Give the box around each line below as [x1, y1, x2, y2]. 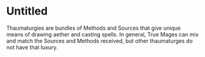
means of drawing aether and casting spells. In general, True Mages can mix [6, 30, 199, 38]
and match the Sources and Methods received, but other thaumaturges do [6, 37, 193, 44]
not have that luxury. [6, 44, 58, 51]
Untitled [6, 4, 48, 18]
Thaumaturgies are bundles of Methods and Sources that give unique [6, 24, 181, 32]
